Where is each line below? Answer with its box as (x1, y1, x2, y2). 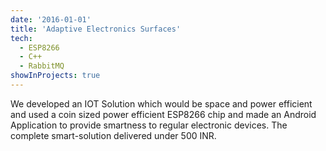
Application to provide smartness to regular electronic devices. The (10, 119, 288, 131)
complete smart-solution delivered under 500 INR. (10, 129, 217, 141)
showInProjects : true (10, 71, 101, 81)
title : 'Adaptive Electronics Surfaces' (10, 24, 182, 34)
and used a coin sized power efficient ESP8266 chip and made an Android (10, 108, 317, 120)
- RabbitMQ (19, 61, 65, 71)
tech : (10, 33, 33, 43)
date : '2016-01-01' (10, 14, 92, 25)
